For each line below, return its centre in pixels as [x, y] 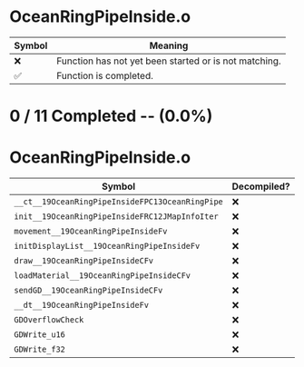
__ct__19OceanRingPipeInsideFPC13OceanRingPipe [119, 202]
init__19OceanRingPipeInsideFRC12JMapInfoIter [117, 217]
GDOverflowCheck [49, 320]
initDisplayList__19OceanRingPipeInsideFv [107, 246]
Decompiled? [261, 186]
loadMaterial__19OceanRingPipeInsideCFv [102, 276]
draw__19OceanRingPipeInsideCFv [84, 261]
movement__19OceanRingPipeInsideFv [91, 232]
